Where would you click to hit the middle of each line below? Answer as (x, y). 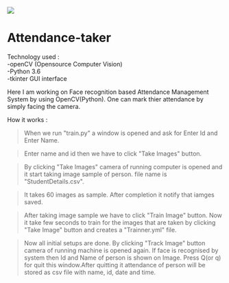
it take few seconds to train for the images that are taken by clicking (120, 222)
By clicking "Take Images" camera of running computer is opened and (123, 167)
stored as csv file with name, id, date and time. (90, 272)
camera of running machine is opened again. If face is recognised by (121, 250)
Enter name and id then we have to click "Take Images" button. (113, 153)
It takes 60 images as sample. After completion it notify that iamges (119, 195)
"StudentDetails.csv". (54, 181)
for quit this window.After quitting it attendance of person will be (114, 264)
